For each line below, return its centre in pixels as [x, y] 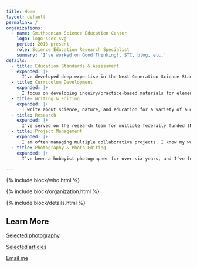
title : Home [21, 11]
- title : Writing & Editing [46, 98]
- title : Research [34, 115]
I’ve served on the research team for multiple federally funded [103, 126]
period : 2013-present [43, 44]
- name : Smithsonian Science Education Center [69, 33]
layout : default [26, 17]
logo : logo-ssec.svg [42, 39]
